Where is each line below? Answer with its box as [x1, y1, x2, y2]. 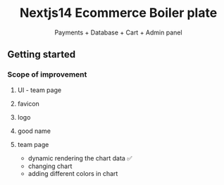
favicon [17, 99, 40, 108]
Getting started [7, 49, 76, 60]
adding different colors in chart [27, 169, 118, 177]
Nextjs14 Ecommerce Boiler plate [19, 5, 218, 21]
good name [17, 127, 51, 135]
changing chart [27, 162, 73, 170]
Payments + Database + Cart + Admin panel [54, 28, 182, 37]
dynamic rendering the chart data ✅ [27, 153, 132, 162]
